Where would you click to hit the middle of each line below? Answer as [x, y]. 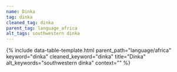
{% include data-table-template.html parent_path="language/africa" [89, 50]
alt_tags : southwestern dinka [43, 34]
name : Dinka [21, 12]
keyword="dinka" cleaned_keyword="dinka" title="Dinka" [76, 57]
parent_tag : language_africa [42, 28]
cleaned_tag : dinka [30, 22]
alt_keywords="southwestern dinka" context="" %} [69, 63]
